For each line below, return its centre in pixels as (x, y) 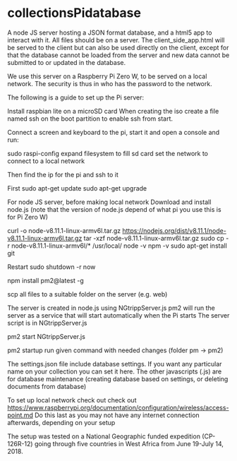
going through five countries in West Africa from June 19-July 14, (129, 443)
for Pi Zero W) (28, 217)
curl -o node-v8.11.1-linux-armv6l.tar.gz (64, 230)
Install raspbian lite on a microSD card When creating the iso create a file (113, 111)
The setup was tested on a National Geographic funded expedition (104, 436)
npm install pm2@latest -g (46, 280)
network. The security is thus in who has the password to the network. (110, 83)
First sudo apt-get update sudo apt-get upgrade (77, 188)
